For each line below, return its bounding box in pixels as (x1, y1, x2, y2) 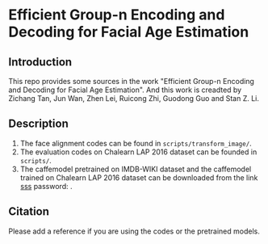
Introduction (8, 55, 73, 69)
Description (8, 117, 69, 131)
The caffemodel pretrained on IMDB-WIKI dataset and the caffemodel (19, 164, 252, 174)
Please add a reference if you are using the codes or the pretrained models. (8, 226, 260, 236)
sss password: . (19, 181, 73, 191)
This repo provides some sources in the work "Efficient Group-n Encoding (8, 77, 254, 86)
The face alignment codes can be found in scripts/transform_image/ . (19, 138, 252, 148)
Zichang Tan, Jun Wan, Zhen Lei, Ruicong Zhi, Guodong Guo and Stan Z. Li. (8, 94, 260, 103)
